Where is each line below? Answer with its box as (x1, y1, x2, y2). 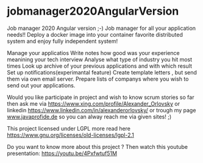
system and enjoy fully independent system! (7, 37, 118, 45)
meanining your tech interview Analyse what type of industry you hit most (7, 56, 193, 63)
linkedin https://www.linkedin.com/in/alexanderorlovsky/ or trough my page (7, 106, 196, 114)
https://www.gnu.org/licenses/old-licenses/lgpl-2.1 (7, 131, 135, 139)
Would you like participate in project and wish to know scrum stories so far (7, 93, 194, 101)
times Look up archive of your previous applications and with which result (7, 62, 193, 70)
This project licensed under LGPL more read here (7, 125, 130, 132)
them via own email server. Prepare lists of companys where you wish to (7, 75, 189, 82)
